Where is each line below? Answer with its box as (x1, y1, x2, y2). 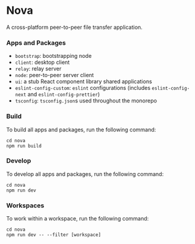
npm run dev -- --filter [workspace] (6, 232, 101, 238)
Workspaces (6, 201, 45, 210)
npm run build (6, 143, 42, 149)
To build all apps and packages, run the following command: (6, 126, 156, 133)
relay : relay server (14, 65, 62, 72)
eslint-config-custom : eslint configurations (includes (14, 84, 151, 92)
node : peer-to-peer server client (14, 72, 94, 79)
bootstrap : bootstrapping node (14, 52, 92, 60)
